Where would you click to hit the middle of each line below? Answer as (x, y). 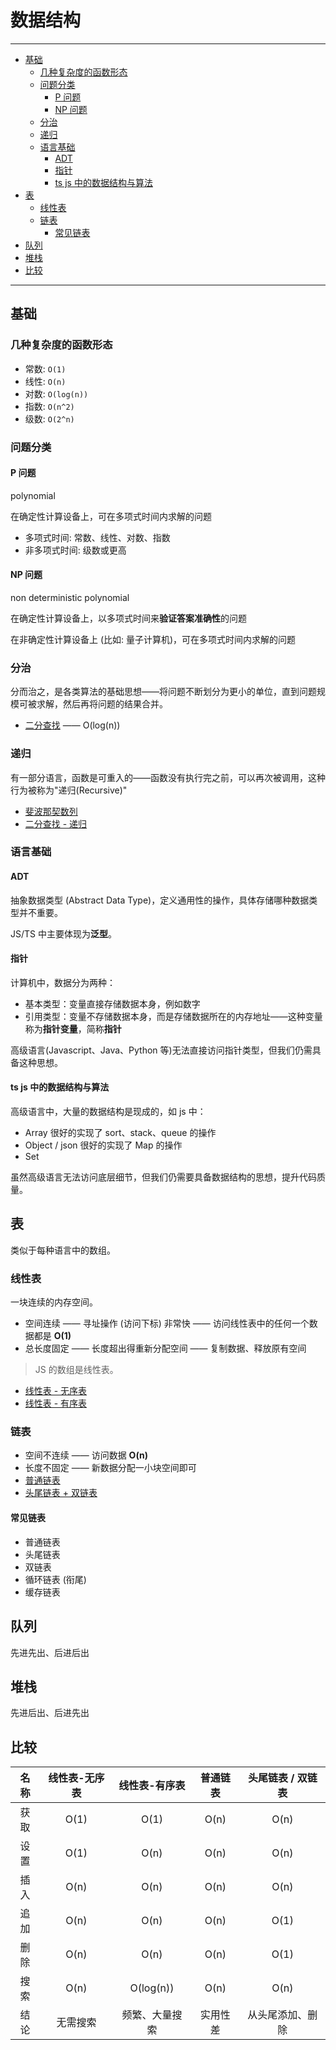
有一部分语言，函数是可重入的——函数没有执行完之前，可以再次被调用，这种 (168, 777)
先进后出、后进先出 (50, 1713)
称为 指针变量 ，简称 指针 (73, 1028)
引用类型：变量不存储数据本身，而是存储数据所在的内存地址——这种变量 (173, 1016)
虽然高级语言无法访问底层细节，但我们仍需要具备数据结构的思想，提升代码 (163, 1177)
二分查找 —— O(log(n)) (72, 725)
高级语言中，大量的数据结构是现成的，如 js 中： (108, 1112)
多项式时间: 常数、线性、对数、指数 (97, 537)
